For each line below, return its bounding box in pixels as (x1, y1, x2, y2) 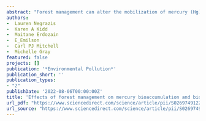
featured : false (6, 54, 48, 61)
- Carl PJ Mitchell (6, 43, 59, 50)
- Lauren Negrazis (6, 20, 56, 26)
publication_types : (6, 77, 56, 83)
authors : (6, 15, 29, 21)
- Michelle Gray (6, 49, 51, 55)
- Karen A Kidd (6, 26, 48, 32)
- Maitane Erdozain (6, 32, 59, 38)
